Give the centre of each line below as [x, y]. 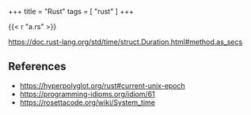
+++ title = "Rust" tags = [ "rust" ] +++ [71, 11]
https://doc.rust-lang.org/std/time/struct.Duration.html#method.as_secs [125, 42]
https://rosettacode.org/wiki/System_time [87, 102]
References [37, 67]
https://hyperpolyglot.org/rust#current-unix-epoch [103, 85]
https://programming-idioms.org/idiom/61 [87, 94]
